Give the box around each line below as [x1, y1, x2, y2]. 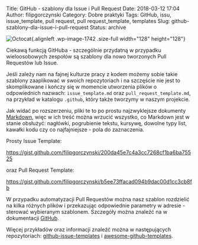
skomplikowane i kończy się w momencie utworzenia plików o [6, 83, 157, 90]
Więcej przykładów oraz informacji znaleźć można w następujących [6, 226, 171, 233]
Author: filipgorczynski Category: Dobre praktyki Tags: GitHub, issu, [6, 11, 171, 18]
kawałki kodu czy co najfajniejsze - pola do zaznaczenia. [6, 126, 145, 133]
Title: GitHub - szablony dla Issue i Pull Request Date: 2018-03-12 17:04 [6, 5, 180, 12]
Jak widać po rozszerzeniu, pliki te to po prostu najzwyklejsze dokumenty [6, 107, 186, 114]
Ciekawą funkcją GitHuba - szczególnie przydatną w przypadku [6, 47, 161, 54]
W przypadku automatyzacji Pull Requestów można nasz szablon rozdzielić [6, 196, 190, 202]
